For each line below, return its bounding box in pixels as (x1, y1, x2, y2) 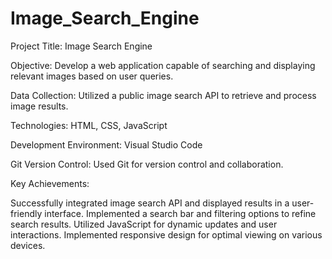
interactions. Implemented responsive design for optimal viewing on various (10, 228, 323, 241)
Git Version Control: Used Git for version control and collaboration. (10, 158, 284, 170)
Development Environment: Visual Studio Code (10, 138, 203, 151)
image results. (10, 100, 69, 112)
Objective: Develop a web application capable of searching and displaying (10, 59, 316, 71)
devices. (10, 239, 46, 251)
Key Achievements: (10, 177, 90, 189)
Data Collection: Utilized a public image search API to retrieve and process (10, 89, 317, 101)
